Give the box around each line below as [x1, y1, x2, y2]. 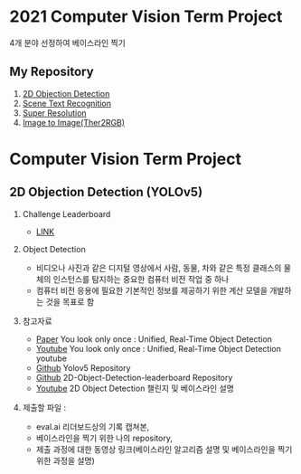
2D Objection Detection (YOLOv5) [9, 185, 203, 200]
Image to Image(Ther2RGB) [22, 117, 125, 128]
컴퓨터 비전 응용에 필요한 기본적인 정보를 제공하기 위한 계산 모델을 [35, 285, 268, 296]
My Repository [9, 64, 94, 80]
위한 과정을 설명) [35, 455, 95, 466]
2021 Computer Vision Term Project [9, 6, 283, 27]
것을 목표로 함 [45, 296, 95, 307]
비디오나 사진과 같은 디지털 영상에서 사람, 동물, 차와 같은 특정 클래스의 [35, 262, 282, 273]
